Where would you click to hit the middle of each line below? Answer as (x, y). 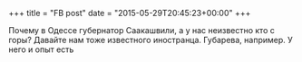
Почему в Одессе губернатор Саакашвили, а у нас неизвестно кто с (142, 30)
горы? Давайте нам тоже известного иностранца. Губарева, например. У (151, 40)
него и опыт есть (41, 49)
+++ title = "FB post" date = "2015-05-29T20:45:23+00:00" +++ (130, 13)
